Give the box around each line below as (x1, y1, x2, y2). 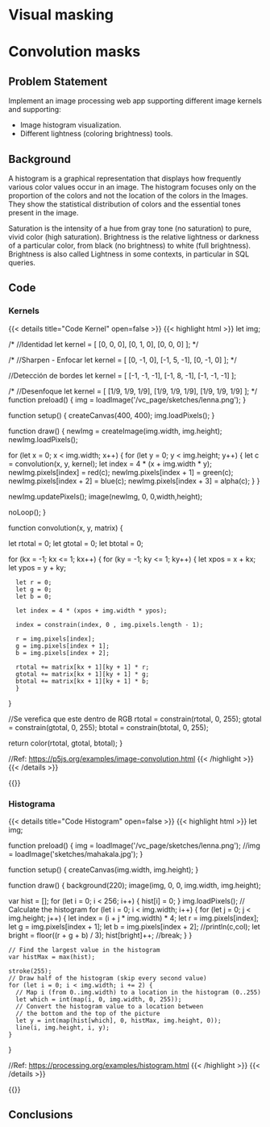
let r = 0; (15, 578, 52, 586)
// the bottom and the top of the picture (15, 1009, 160, 1017)
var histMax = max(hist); (8, 953, 95, 961)
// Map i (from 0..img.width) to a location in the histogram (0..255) (15, 988, 262, 996)
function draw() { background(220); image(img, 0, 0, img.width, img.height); (8, 880, 261, 890)
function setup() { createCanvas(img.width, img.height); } (8, 865, 199, 874)
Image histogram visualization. (19, 120, 123, 130)
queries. (8, 258, 36, 267)
